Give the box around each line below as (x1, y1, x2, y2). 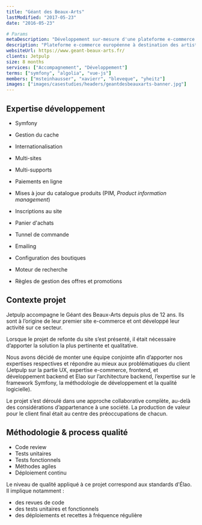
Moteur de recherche (14, 266, 68, 273)
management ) (14, 196, 50, 203)
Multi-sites (14, 154, 42, 161)
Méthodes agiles (14, 462, 57, 470)
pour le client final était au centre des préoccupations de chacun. (6, 410, 168, 417)
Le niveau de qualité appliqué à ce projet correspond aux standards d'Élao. (6, 480, 192, 488)
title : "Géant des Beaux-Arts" (6, 8, 85, 15)
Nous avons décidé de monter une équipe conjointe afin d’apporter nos (6, 353, 183, 361)
